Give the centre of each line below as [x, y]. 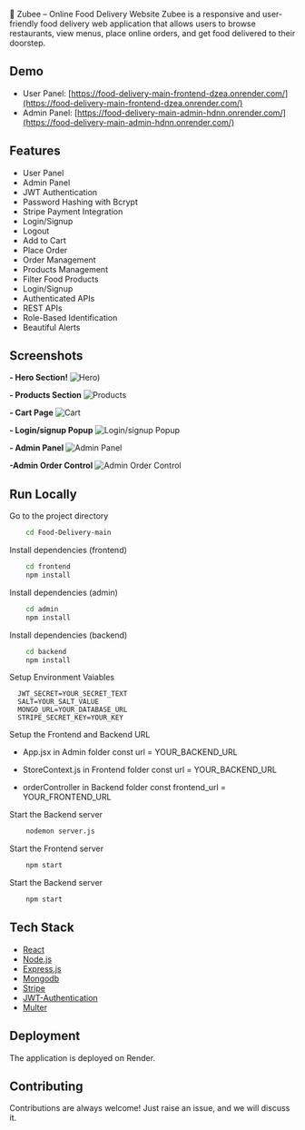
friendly [24, 24]
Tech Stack [42, 928]
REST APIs [42, 308]
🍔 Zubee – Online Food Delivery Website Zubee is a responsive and [135, 14]
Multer [35, 1007]
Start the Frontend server [57, 848]
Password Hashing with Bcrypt [80, 202]
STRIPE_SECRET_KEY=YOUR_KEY [71, 718]
